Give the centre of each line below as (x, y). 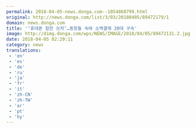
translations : (24, 51)
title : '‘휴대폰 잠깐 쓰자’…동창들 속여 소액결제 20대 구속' (72, 28)
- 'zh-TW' (21, 100)
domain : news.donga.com (36, 23)
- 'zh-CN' (21, 95)
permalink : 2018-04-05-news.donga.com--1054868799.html (77, 12)
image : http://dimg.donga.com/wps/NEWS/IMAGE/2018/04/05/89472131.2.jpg (98, 34)
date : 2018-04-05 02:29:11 (40, 39)
